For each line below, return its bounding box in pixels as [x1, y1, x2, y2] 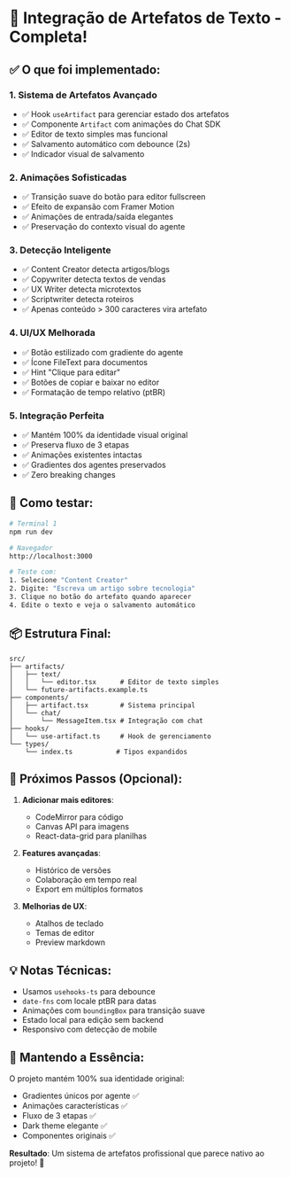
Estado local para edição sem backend [21, 1015, 164, 1025]
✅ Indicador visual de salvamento [21, 148, 145, 159]
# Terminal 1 [9, 518, 57, 528]
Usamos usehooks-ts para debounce [21, 986, 156, 997]
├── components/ [9, 693, 69, 702]
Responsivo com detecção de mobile [21, 1024, 157, 1035]
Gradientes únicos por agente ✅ [21, 1090, 140, 1101]
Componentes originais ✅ [21, 1130, 117, 1141]
